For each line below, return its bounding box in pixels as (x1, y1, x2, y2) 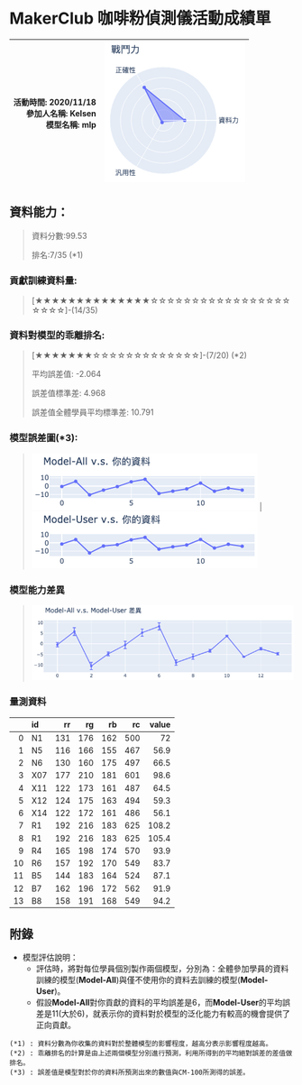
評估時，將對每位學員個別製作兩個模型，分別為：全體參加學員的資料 (35, 963, 289, 974)
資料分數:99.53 (31, 230, 87, 241)
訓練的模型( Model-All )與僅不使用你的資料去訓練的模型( (35, 975, 241, 986)
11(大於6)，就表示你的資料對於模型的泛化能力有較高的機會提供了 (51, 1008, 290, 1019)
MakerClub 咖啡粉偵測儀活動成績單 (9, 8, 272, 29)
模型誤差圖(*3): (9, 432, 78, 445)
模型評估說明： (22, 952, 78, 963)
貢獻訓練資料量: (9, 274, 78, 287)
